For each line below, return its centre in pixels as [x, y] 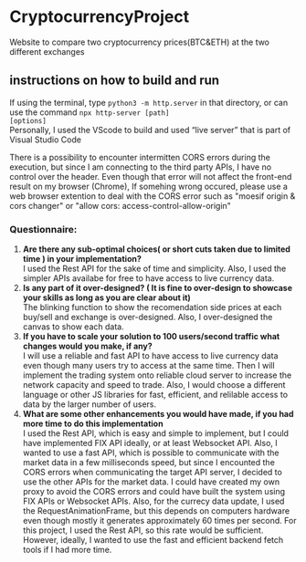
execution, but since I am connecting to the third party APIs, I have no [141, 167]
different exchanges [47, 51]
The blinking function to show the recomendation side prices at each [152, 307]
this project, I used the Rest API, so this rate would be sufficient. [143, 530]
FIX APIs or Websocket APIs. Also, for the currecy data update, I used [153, 501]
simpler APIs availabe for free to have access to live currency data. [148, 278]
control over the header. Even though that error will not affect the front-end [151, 176]
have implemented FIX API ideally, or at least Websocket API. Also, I [150, 443]
